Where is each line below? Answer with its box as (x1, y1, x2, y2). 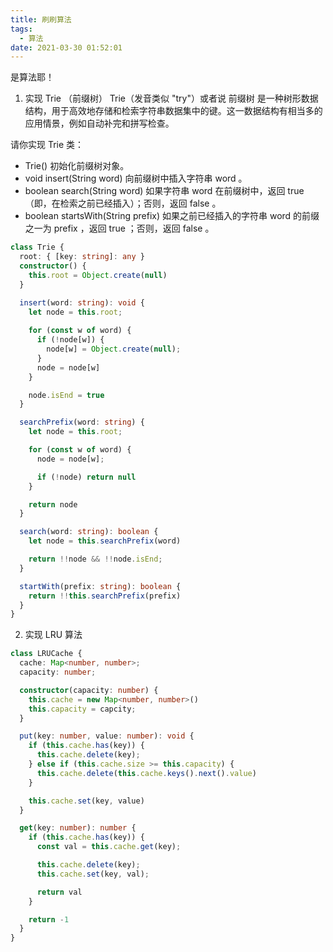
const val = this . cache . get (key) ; (36, 842, 182, 852)
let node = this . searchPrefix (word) (28, 536, 182, 546)
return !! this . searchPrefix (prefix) (28, 591, 182, 601)
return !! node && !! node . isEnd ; (28, 554, 163, 564)
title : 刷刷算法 (10, 14, 72, 25)
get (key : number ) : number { (19, 823, 137, 833)
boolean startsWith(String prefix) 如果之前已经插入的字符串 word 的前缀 (24, 210, 320, 222)
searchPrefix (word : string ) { (19, 417, 145, 428)
